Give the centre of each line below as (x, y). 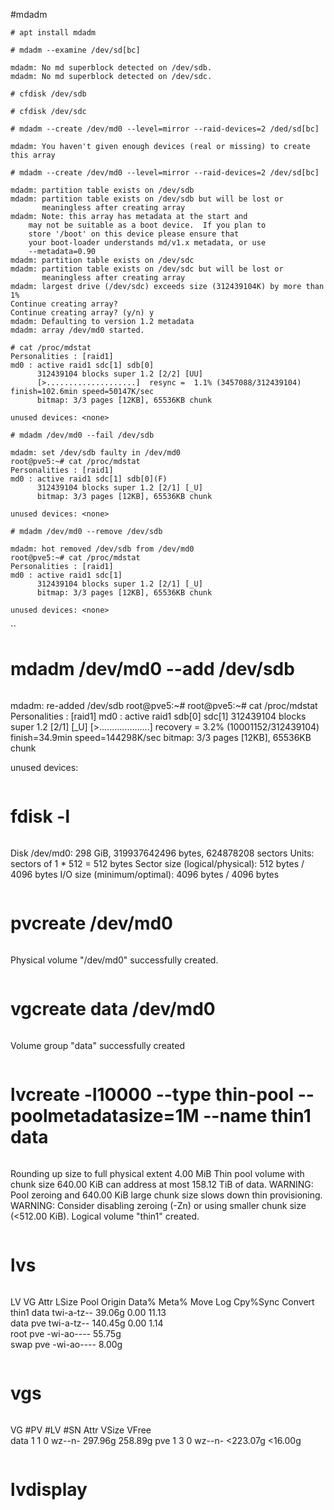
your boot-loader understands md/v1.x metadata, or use (147, 243)
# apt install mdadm (53, 33)
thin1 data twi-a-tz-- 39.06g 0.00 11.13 (88, 1312)
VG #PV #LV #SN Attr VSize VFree (81, 1430)
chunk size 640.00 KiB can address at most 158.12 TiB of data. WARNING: (162, 1184)
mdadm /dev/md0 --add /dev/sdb (152, 669)
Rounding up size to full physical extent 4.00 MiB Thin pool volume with (157, 1173)
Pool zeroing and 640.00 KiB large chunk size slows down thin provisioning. (166, 1195)
